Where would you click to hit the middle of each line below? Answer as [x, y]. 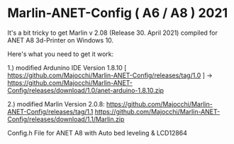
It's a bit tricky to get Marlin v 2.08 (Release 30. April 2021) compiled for [113, 33]
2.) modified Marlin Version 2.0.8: [56, 104]
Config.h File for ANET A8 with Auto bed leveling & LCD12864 [97, 133]
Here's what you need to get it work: [61, 54]
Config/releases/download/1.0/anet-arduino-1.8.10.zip [86, 90]
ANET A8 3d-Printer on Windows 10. [61, 40]
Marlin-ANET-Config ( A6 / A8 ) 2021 [118, 13]
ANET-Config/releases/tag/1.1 [50, 111]
